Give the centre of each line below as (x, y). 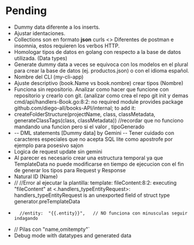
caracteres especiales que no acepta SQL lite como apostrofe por (93, 139)
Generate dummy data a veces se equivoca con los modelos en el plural (101, 64)
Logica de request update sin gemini (58, 151)
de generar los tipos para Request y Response (70, 170)
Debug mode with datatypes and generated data (73, 235)
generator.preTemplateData (47, 201)
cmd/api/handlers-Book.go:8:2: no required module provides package (98, 101)
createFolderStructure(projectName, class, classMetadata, (85, 114)
